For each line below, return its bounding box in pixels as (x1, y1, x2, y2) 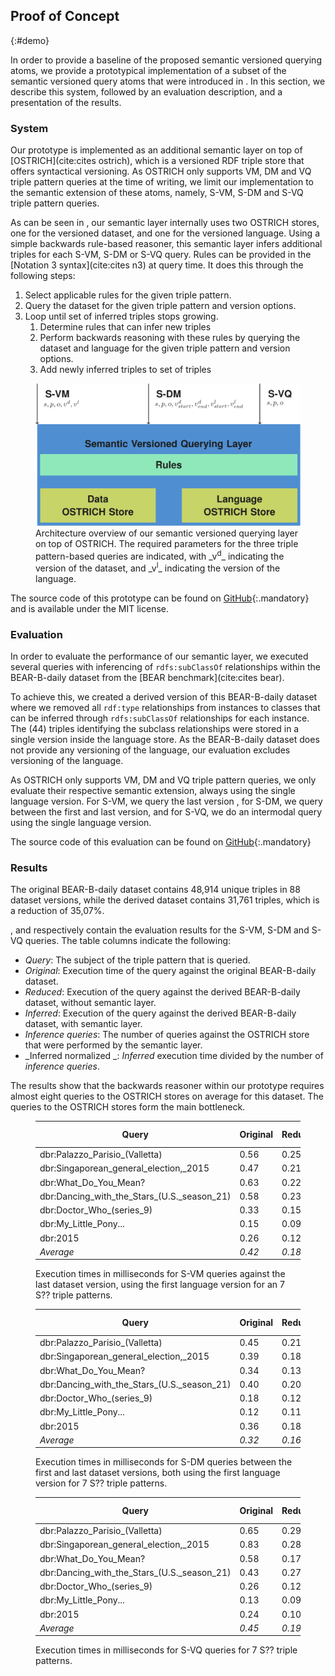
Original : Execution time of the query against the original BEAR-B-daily (24, 965, 317, 977)
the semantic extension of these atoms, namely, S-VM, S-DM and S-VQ (10, 187, 304, 199)
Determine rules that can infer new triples (39, 321, 212, 333)
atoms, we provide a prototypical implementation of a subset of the (10, 64, 287, 76)
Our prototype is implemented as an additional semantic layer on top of (10, 144, 303, 156)
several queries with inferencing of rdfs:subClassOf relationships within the (10, 661, 321, 673)
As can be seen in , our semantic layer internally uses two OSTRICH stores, (10, 217, 320, 229)
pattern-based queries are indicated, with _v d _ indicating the (35, 548, 285, 562)
